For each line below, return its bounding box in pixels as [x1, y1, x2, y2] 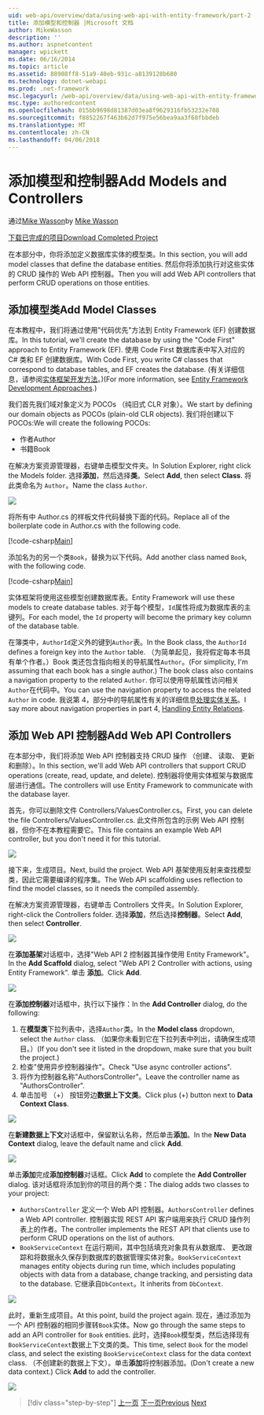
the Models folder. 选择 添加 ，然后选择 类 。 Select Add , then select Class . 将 [8, 471, 251, 481]
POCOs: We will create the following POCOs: [8, 418, 151, 428]
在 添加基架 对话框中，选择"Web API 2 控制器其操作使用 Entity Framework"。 [8, 949, 254, 960]
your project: [8, 1188, 49, 1198]
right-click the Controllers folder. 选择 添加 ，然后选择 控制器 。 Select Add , [8, 910, 243, 919]
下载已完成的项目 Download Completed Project [8, 233, 159, 242]
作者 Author [19, 434, 57, 444]
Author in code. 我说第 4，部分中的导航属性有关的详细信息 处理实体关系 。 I [8, 695, 247, 705]
